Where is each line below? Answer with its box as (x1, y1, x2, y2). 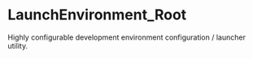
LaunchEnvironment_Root (7, 6, 187, 24)
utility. (7, 40, 28, 50)
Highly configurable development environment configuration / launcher (7, 32, 246, 42)
